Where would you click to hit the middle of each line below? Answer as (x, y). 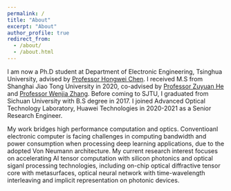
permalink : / (26, 13)
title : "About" (29, 20)
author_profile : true (38, 33)
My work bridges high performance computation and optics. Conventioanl (113, 129)
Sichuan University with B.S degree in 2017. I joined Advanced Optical (107, 101)
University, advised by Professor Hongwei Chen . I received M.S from (105, 79)
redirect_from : (29, 39)
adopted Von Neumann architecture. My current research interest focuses (112, 151)
